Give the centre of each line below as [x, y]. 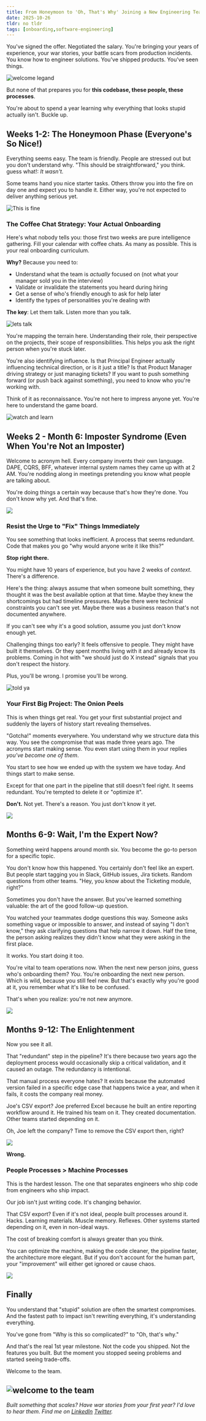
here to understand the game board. [52, 405]
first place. [20, 944]
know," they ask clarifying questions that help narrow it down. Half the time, [102, 930]
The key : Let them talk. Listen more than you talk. [69, 312]
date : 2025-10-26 [29, 18]
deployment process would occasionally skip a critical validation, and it [96, 1063]
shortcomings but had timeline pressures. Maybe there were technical [95, 601]
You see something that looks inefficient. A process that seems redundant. [101, 540]
